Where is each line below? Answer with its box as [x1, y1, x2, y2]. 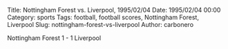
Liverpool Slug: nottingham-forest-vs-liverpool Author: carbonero [7, 21, 194, 28]
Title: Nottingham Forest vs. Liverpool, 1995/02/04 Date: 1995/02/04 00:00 [7, 6, 221, 14]
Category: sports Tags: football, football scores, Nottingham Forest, [7, 13, 199, 21]
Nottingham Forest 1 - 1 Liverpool [7, 34, 102, 42]
